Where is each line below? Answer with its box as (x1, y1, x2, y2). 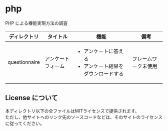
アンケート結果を (83, 63, 124, 70)
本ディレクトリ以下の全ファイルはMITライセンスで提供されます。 (5, 108, 139, 114)
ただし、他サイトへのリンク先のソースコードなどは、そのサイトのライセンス (5, 114, 163, 120)
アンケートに (83, 48, 114, 55)
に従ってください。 (5, 120, 44, 126)
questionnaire (7, 58, 40, 65)
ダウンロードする (83, 70, 124, 77)
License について (5, 94, 58, 102)
